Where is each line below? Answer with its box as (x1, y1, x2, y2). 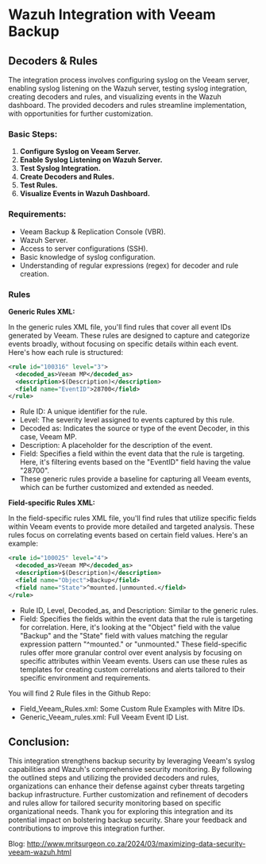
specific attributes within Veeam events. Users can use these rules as (19, 656, 248, 665)
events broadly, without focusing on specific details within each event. (8, 339, 239, 349)
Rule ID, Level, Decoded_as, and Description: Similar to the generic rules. (19, 605, 259, 615)
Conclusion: (8, 735, 70, 748)
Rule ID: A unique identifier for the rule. (19, 407, 148, 416)
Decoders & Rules (8, 54, 98, 67)
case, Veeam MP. (19, 432, 77, 442)
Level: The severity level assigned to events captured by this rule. (19, 415, 234, 425)
